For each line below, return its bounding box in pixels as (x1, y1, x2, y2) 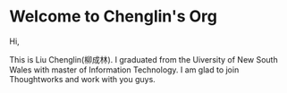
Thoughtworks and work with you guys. (9, 73, 156, 84)
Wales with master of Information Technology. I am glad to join (9, 64, 240, 75)
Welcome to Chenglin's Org (9, 6, 217, 27)
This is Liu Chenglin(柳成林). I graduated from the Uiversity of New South (9, 54, 279, 64)
